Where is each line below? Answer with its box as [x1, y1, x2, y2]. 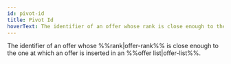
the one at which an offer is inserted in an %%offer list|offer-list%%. [7, 49, 201, 57]
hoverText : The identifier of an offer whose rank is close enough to [7, 23, 214, 30]
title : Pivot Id [7, 17, 54, 23]
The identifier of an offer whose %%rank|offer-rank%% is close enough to [7, 42, 219, 50]
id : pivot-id [7, 10, 45, 17]
